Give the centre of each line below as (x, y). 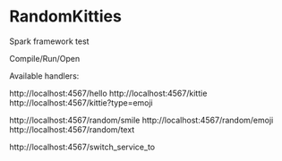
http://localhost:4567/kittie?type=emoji (81, 102)
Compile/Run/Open (45, 58)
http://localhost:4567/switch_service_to (82, 147)
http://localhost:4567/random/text (72, 129)
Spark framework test (49, 41)
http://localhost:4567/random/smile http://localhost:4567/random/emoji (141, 120)
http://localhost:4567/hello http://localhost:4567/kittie (108, 93)
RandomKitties (66, 17)
